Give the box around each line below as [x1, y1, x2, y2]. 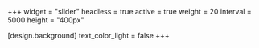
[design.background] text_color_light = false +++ [7, 31, 170, 40]
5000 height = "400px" [7, 15, 84, 25]
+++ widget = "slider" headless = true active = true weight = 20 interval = [7, 7, 253, 16]
